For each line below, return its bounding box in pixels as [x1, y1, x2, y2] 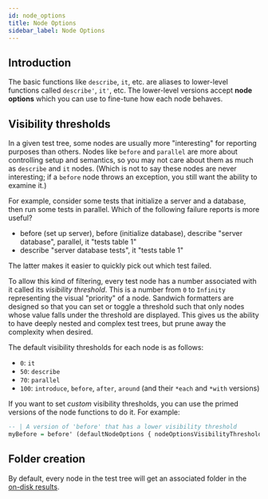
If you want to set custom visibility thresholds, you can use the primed [8, 399, 239, 408]
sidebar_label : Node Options [8, 26, 105, 34]
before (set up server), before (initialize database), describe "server [19, 229, 243, 238]
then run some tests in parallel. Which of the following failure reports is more [8, 205, 260, 214]
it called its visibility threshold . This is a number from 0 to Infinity [8, 285, 226, 294]
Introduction [8, 56, 72, 69]
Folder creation [8, 452, 86, 466]
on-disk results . [8, 481, 60, 491]
